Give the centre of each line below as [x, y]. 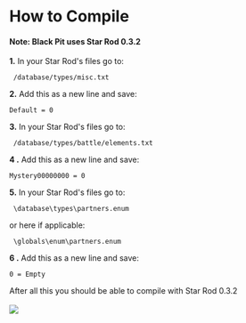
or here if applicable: [47, 225]
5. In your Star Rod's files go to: [67, 192]
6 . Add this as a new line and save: [74, 258]
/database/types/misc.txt [61, 77]
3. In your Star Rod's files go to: [68, 127]
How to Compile [69, 16]
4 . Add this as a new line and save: [74, 160]
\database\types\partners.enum [71, 209]
